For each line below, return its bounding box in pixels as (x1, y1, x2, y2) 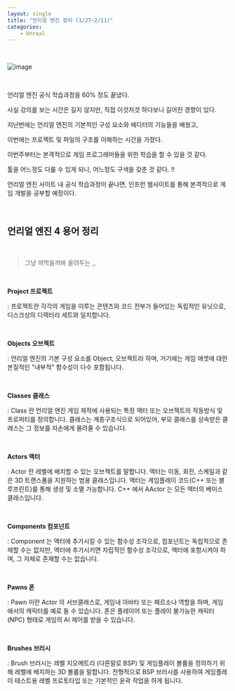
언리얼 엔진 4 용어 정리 (7, 225, 99, 237)
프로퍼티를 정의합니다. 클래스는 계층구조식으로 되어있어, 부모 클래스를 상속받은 (7, 415, 221, 424)
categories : (7, 23, 42, 30)
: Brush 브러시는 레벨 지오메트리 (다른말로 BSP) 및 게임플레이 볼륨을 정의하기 (7, 659, 218, 667)
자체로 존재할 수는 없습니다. (23, 555, 100, 563)
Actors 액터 (7, 452, 41, 461)
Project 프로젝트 (7, 287, 53, 295)
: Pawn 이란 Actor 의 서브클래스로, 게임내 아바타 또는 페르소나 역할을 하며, (7, 598, 210, 607)
